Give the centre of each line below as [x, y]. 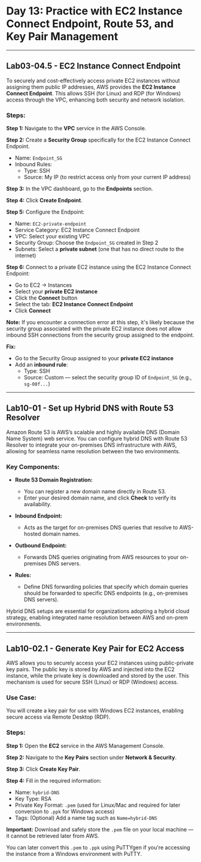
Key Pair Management [62, 37]
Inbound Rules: [33, 164]
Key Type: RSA [33, 798]
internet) [25, 256]
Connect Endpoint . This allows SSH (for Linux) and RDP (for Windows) [94, 93]
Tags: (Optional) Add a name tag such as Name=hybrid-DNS [86, 818]
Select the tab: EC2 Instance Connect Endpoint [74, 304]
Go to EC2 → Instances [43, 285]
